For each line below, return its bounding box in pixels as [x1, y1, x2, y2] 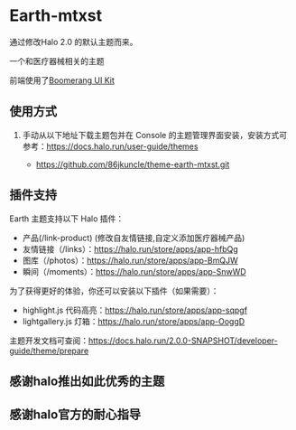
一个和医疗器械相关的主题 [9, 55, 105, 66]
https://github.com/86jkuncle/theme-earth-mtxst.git [35, 159, 230, 170]
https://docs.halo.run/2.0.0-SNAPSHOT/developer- [88, 335, 278, 346]
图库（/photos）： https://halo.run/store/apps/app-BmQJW [22, 255, 238, 266]
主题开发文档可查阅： [9, 335, 88, 346]
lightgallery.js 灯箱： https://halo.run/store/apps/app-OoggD [22, 315, 245, 326]
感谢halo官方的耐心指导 [9, 407, 142, 423]
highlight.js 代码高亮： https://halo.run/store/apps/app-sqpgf [22, 304, 248, 315]
